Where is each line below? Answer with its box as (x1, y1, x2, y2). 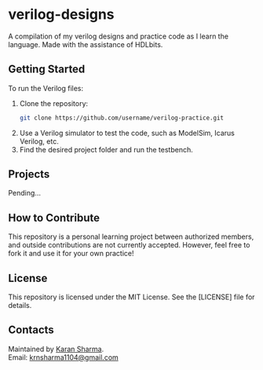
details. (8, 301, 32, 310)
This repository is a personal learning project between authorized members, (8, 232, 254, 241)
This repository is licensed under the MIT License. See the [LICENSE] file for (8, 292, 255, 302)
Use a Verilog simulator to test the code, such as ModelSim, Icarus (19, 128, 236, 137)
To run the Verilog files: (8, 83, 84, 93)
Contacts (8, 324, 55, 337)
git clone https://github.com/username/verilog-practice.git (19, 114, 225, 122)
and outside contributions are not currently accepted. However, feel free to (8, 240, 250, 250)
